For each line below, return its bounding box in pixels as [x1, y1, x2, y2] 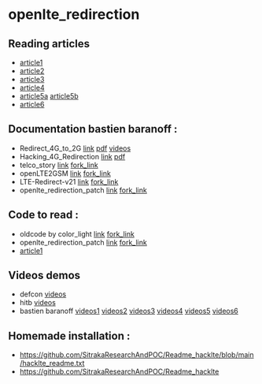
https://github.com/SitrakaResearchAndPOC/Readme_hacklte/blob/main [19, 350, 254, 360]
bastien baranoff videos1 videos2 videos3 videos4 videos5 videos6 [19, 306, 238, 316]
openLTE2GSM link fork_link [19, 168, 112, 178]
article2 [19, 66, 45, 76]
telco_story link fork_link [19, 160, 98, 170]
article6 [19, 100, 45, 109]
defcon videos [19, 289, 67, 299]
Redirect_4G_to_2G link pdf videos [19, 144, 131, 153]
